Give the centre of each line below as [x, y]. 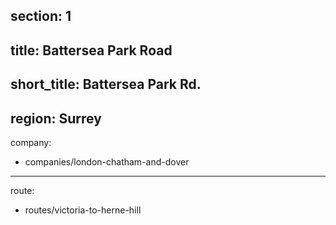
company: [31, 142]
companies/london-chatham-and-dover [107, 161]
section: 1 [41, 16]
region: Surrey [56, 118]
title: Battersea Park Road [91, 50]
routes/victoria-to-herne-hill [83, 210]
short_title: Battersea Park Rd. [106, 84]
